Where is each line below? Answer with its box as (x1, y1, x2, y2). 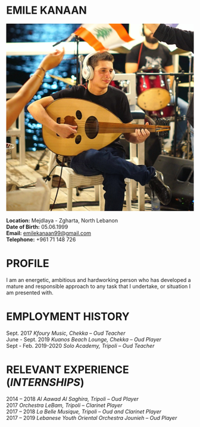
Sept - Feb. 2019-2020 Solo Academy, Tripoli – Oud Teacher (6, 342, 155, 349)
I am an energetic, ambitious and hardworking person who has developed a (6, 276, 192, 283)
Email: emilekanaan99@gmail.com (6, 230, 91, 237)
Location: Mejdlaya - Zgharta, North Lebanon (6, 216, 118, 224)
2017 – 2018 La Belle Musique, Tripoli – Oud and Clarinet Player (6, 408, 162, 415)
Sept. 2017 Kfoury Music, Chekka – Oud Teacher (6, 329, 126, 337)
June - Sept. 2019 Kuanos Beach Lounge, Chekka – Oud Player (6, 335, 162, 343)
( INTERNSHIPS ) (6, 376, 85, 389)
